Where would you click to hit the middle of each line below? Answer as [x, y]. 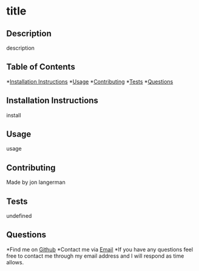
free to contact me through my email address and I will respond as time [95, 256]
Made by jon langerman [36, 182]
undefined [19, 216]
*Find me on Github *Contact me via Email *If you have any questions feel [99, 249]
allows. [15, 262]
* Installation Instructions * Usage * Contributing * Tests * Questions [90, 81]
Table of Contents [41, 67]
